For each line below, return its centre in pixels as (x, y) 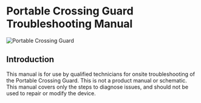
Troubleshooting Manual (70, 24)
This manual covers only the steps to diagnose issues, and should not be (97, 87)
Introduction (30, 59)
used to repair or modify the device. (51, 93)
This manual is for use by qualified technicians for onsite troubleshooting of (101, 74)
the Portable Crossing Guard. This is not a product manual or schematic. (97, 80)
